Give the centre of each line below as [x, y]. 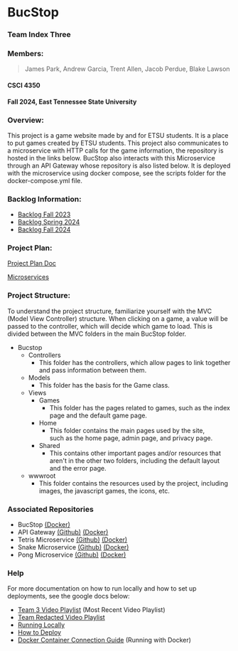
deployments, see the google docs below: [69, 596]
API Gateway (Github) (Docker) [63, 532]
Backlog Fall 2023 [44, 214]
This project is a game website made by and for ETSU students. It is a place [118, 135]
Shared [49, 445]
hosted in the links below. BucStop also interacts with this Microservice [111, 158]
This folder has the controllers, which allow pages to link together [135, 362]
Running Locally [41, 625]
